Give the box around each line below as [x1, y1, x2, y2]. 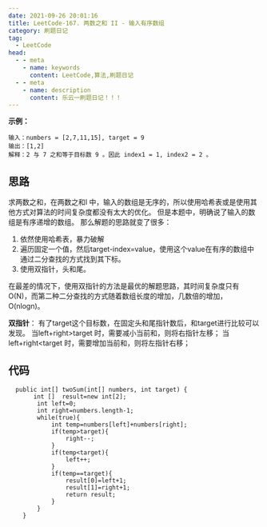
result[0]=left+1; [65, 477, 127, 485]
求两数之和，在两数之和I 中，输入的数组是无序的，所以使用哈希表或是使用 [8, 198, 250, 207]
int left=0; [37, 399, 78, 408]
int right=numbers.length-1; [37, 406, 134, 414]
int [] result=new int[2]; [33, 393, 127, 401]
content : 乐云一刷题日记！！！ [29, 94, 122, 102]
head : [8, 49, 26, 57]
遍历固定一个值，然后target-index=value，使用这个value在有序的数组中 [19, 245, 254, 254]
